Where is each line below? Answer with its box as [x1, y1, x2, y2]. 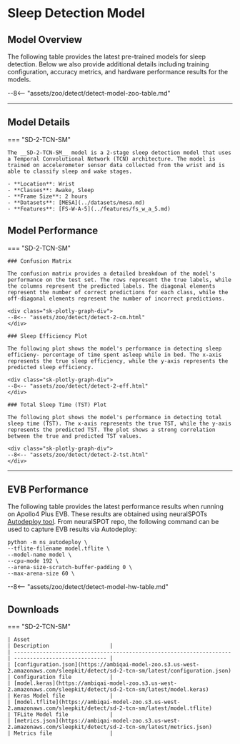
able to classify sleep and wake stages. [7, 168, 133, 175]
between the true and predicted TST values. [7, 432, 142, 440]
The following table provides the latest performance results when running [7, 502, 224, 511]
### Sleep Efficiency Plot [7, 332, 88, 340]
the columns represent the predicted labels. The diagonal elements [7, 282, 216, 290]
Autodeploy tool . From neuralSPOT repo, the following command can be [7, 518, 219, 526]
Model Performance [7, 225, 99, 237]
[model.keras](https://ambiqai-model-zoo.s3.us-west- [14, 680, 177, 687]
